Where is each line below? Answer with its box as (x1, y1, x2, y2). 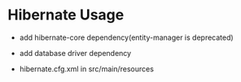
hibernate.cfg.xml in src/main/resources (19, 63, 154, 74)
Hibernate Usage (7, 6, 125, 24)
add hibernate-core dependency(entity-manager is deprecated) (19, 32, 234, 42)
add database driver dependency (19, 48, 132, 58)
